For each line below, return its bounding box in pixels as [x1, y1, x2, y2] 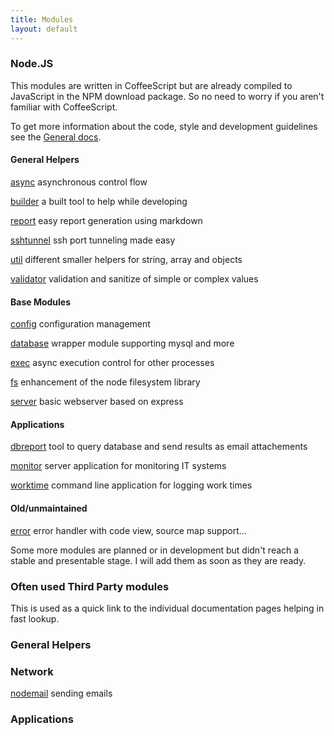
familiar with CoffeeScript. [10, 101, 118, 113]
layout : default [10, 24, 78, 34]
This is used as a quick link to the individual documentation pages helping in [10, 602, 325, 614]
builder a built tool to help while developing [10, 196, 188, 207]
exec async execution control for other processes [10, 357, 215, 369]
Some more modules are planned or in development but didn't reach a [10, 544, 300, 556]
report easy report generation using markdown [10, 215, 203, 226]
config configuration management [10, 318, 151, 330]
